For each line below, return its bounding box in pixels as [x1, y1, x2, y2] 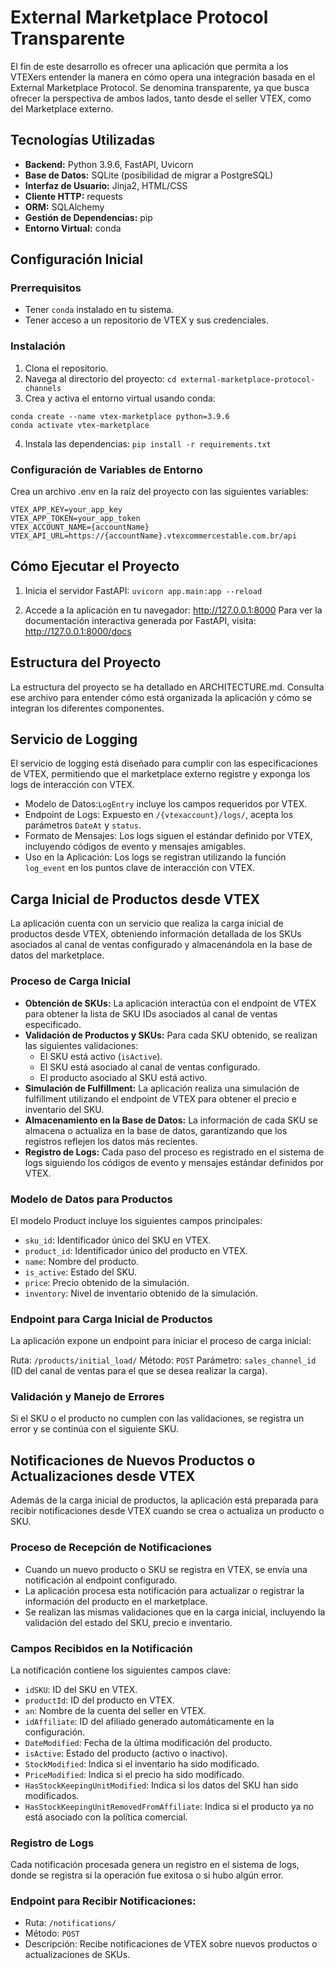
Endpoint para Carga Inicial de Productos [10, 1312, 213, 1326]
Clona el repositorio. [24, 362, 109, 374]
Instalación [10, 339, 66, 353]
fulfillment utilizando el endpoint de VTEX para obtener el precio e [24, 1092, 297, 1105]
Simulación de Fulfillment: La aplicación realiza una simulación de [24, 1082, 300, 1094]
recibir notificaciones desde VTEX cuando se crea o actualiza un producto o [10, 1505, 325, 1517]
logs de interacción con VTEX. [10, 779, 136, 791]
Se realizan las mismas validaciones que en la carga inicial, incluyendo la [24, 1606, 326, 1618]
